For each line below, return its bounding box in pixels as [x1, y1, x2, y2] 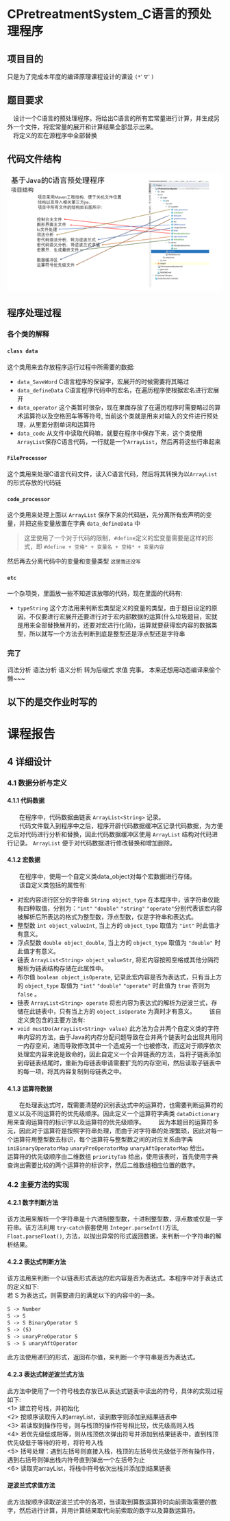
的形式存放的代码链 [7, 478, 62, 487]
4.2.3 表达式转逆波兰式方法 [7, 1370, 84, 1379]
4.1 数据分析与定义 [7, 778, 67, 788]
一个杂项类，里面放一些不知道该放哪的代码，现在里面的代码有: [7, 589, 183, 598]
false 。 [16, 990, 41, 998]
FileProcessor [7, 455, 48, 462]
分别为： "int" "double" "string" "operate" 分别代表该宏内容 [53, 904, 222, 912]
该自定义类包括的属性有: [19, 880, 88, 889]
